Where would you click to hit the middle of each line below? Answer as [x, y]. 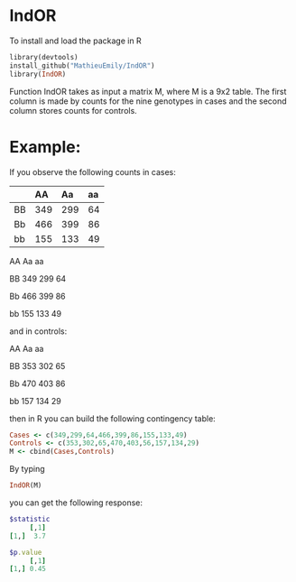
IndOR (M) [26, 485]
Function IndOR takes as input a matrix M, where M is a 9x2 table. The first [148, 91]
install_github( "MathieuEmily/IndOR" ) [82, 65]
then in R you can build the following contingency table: [113, 418]
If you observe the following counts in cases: [92, 171]
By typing [27, 469]
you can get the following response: [76, 503]
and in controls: [38, 331]
